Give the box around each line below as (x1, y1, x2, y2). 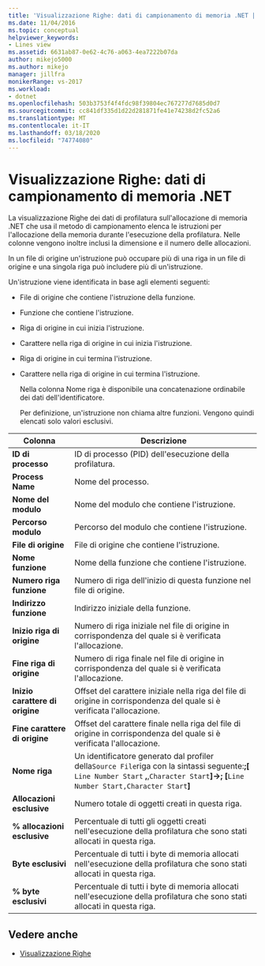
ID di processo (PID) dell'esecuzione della (74, 449, 230, 460)
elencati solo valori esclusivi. (19, 416, 114, 427)
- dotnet (8, 92, 37, 100)
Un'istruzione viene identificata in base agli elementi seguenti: (8, 277, 211, 287)
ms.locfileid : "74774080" (8, 136, 93, 145)
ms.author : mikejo (8, 63, 69, 71)
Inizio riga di (12, 626, 60, 637)
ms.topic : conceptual (8, 26, 80, 34)
